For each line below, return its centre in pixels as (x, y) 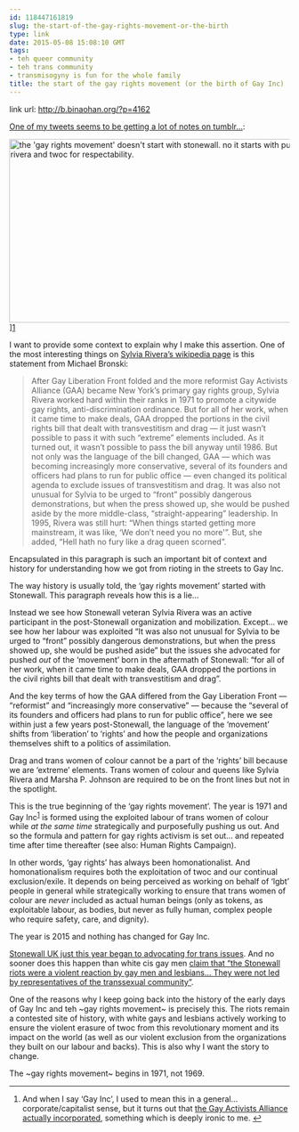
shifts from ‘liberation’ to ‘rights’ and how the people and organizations (139, 733)
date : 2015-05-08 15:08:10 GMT (67, 42)
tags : (19, 51)
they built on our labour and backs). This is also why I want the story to (139, 1046)
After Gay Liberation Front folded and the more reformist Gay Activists (159, 380)
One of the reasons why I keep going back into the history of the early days (148, 999)
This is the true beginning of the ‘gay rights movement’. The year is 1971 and (148, 806)
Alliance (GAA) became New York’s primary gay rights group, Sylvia (155, 390)
